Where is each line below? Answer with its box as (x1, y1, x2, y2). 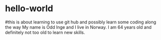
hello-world (5, 3, 54, 14)
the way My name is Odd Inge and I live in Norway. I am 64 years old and (5, 24, 152, 30)
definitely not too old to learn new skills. (5, 29, 85, 35)
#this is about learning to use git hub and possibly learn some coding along (5, 19, 157, 25)
